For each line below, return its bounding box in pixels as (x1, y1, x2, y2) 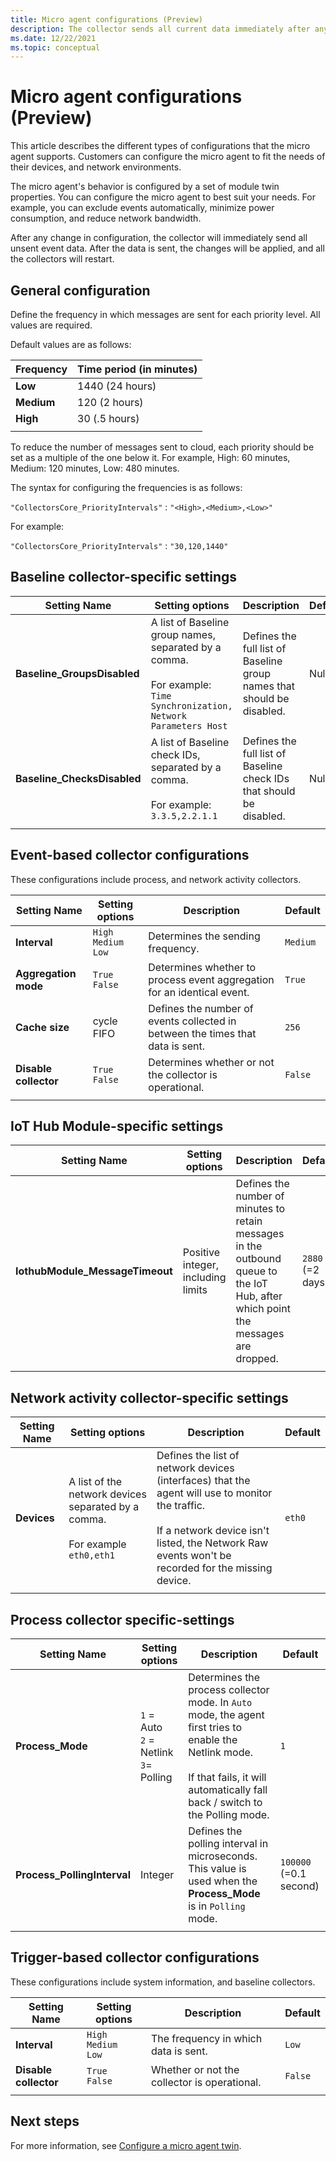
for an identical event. (148, 985, 250, 999)
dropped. (235, 1352, 279, 1366)
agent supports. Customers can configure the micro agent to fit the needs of (10, 151, 326, 163)
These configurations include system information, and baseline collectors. (10, 1976, 316, 1988)
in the (235, 1239, 263, 1253)
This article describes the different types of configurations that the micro (10, 140, 311, 152)
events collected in (148, 1014, 237, 1028)
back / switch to (188, 1796, 263, 1810)
